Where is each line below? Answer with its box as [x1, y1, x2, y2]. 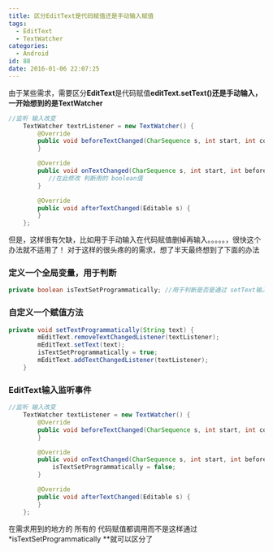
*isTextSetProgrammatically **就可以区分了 [8, 533, 153, 544]
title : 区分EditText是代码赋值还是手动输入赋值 [8, 11, 154, 20]
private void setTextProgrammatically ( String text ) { [8, 326, 195, 334]
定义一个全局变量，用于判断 [8, 267, 117, 278]
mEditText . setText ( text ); [37, 341, 126, 349]
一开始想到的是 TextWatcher [8, 98, 103, 108]
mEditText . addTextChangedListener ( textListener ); [37, 356, 209, 364]
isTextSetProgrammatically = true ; [37, 348, 158, 357]
